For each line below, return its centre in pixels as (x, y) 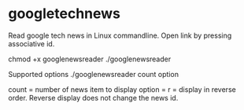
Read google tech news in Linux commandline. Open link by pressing (120, 35)
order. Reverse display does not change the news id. (93, 97)
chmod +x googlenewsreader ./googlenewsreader (90, 59)
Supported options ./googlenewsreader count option (94, 74)
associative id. (31, 43)
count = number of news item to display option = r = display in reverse (122, 89)
